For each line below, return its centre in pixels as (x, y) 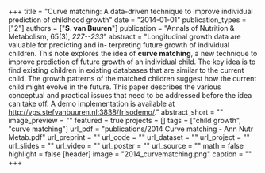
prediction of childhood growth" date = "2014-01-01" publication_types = (128, 20)
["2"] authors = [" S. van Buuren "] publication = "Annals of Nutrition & (121, 28)
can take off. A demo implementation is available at (92, 103)
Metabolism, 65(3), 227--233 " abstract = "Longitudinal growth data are (125, 36)
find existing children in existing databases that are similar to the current (126, 70)
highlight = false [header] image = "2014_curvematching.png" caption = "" (130, 154)
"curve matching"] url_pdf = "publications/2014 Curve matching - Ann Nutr (131, 129)
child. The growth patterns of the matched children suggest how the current (132, 79)
